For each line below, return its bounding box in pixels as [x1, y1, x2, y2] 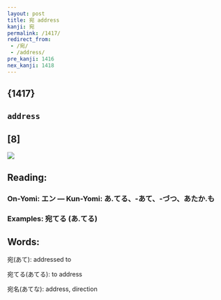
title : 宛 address [7, 17, 60, 24]
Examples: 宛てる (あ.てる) [7, 214, 98, 223]
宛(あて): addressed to [7, 255, 72, 264]
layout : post [7, 10, 45, 17]
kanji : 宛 [7, 23, 35, 30]
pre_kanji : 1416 [7, 56, 54, 63]
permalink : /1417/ [7, 29, 61, 37]
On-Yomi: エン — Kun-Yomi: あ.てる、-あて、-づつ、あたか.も [7, 194, 215, 203]
